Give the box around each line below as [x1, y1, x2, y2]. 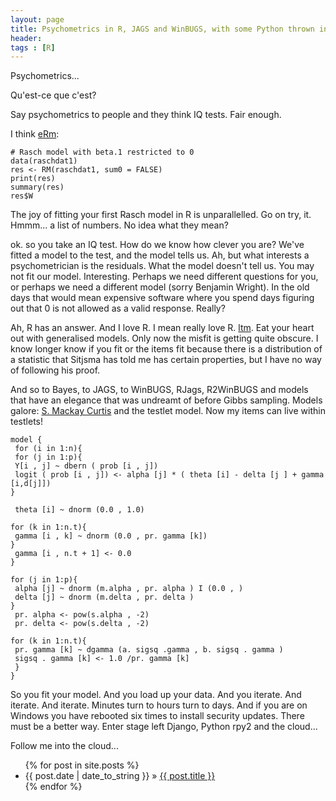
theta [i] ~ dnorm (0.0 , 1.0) [14, 505, 145, 515]
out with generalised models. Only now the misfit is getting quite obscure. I [10, 332, 319, 345]
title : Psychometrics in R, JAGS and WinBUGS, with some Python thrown [10, 24, 315, 34]
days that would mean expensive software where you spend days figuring [10, 292, 315, 304]
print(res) [10, 174, 56, 184]
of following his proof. [10, 364, 101, 376]
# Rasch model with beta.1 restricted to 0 [10, 147, 195, 158]
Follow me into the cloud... [10, 740, 119, 752]
